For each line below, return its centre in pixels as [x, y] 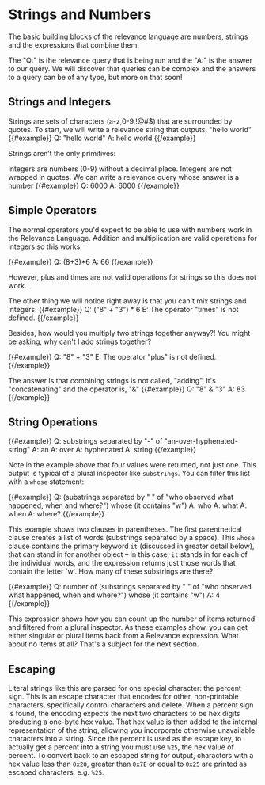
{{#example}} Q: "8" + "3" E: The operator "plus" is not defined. [112, 356]
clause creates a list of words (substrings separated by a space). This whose [132, 538]
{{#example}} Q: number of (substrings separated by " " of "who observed [130, 587]
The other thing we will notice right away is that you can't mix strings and [127, 301]
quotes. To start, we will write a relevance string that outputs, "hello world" [130, 129]
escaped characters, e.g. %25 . [56, 772]
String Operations [53, 422]
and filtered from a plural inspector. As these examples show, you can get [128, 627]
